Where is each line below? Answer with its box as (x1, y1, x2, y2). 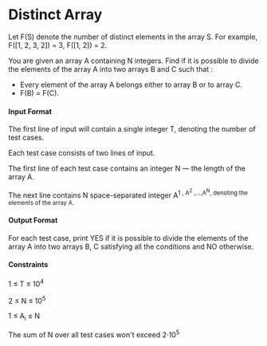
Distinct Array (8, 6, 103, 24)
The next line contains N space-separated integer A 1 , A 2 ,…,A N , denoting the (8, 187, 249, 200)
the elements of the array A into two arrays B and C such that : (8, 64, 214, 73)
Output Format (8, 215, 58, 225)
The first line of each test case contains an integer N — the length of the (8, 163, 245, 173)
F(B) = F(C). (19, 88, 60, 97)
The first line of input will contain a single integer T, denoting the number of (8, 124, 257, 134)
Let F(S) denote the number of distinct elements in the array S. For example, (8, 32, 258, 41)
